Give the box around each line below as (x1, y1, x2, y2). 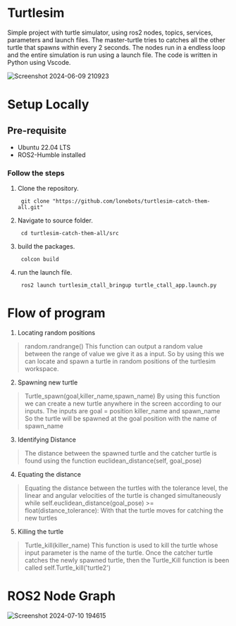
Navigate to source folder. (17, 216, 93, 225)
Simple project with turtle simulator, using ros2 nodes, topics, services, (7, 28, 213, 37)
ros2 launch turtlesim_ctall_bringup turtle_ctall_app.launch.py (20, 282, 217, 289)
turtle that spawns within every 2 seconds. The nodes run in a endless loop (7, 43, 225, 51)
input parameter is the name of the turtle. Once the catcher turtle (24, 549, 213, 557)
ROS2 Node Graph (7, 588, 116, 604)
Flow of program (7, 305, 106, 321)
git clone (20, 198, 50, 205)
